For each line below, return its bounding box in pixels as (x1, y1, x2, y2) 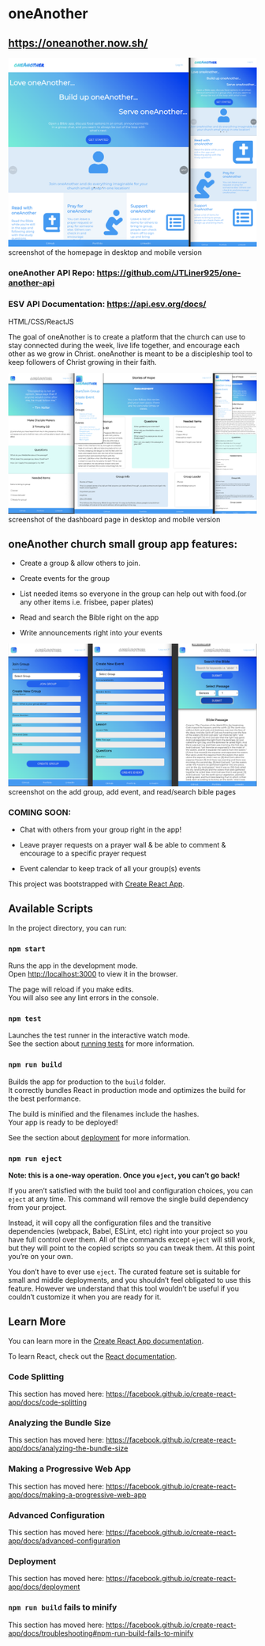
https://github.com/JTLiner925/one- (96, 267, 241, 279)
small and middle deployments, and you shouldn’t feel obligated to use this (8, 1275, 251, 1284)
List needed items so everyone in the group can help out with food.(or (19, 589, 247, 598)
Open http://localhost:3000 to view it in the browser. (8, 969, 178, 979)
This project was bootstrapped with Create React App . (8, 879, 185, 889)
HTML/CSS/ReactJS (8, 317, 74, 326)
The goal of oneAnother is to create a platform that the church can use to (8, 332, 246, 341)
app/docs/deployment (8, 1582, 80, 1591)
